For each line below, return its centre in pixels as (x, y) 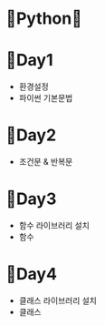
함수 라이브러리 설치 (54, 225)
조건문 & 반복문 (46, 162)
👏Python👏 (44, 19)
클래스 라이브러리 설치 (58, 301)
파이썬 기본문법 (46, 98)
